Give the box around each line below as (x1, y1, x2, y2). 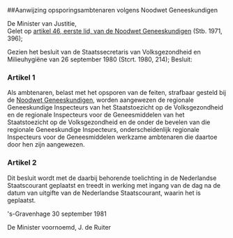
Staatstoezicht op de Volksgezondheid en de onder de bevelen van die (7, 118, 211, 126)
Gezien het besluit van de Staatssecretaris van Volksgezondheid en (7, 48, 201, 56)
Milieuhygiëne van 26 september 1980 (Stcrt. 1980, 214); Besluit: (7, 55, 193, 64)
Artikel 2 (7, 158, 37, 168)
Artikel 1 (7, 73, 36, 82)
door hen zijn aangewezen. (7, 140, 85, 149)
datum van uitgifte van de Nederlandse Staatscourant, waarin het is (7, 188, 201, 197)
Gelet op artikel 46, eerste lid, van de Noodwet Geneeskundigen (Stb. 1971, (7, 27, 223, 35)
